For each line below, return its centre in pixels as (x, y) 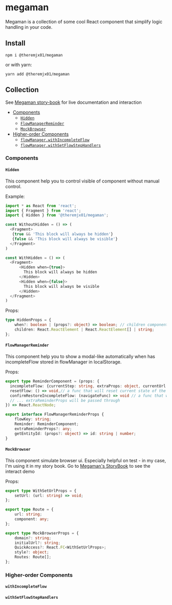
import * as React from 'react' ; (41, 206)
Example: (15, 196)
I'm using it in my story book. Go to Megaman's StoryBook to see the (78, 466)
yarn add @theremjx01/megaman (38, 74)
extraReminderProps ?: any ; (43, 429)
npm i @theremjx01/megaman (34, 55)
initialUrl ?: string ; (37, 543)
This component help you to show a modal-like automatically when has (80, 357)
